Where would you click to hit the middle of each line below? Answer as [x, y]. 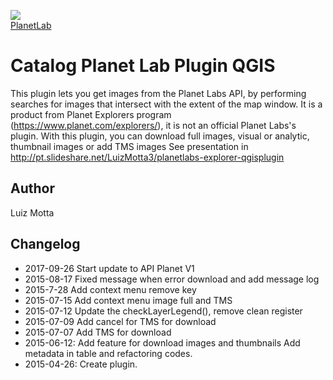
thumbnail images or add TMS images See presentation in [129, 146]
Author [32, 188]
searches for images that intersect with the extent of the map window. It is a [166, 104]
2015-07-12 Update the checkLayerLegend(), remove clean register [163, 311]
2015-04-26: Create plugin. [81, 364]
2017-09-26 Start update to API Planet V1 [109, 268]
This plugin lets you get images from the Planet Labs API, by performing [158, 93]
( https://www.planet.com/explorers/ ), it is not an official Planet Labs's [153, 125]
